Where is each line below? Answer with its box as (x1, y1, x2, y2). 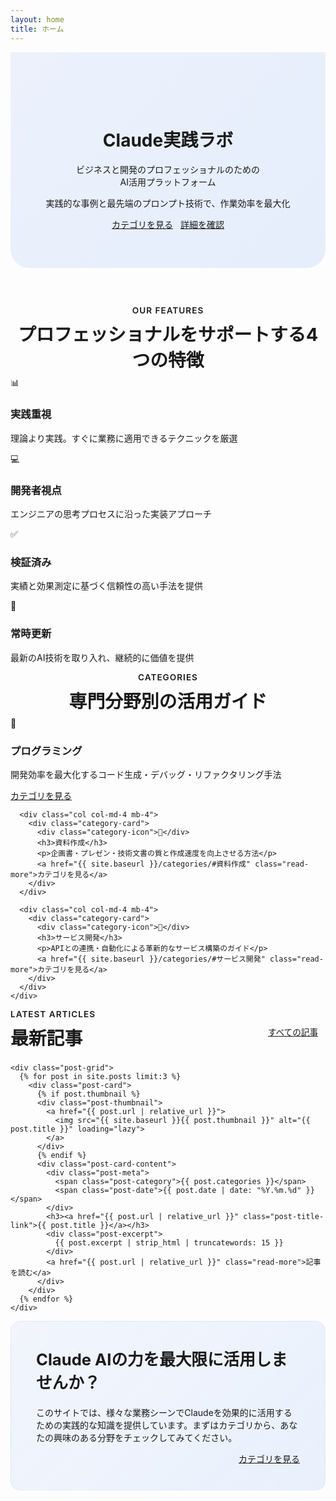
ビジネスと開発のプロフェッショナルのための (76, 164, 260, 176)
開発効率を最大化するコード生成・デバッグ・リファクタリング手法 (10, 768, 282, 780)
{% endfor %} (19, 1294, 74, 1304)
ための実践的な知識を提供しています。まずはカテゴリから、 (36, 1419, 281, 1431)
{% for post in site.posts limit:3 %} (19, 1071, 182, 1081)
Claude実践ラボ (102, 129, 234, 151)
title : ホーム (10, 24, 65, 34)
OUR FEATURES (131, 305, 205, 316)
